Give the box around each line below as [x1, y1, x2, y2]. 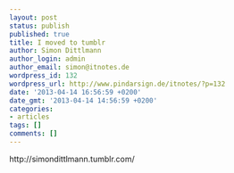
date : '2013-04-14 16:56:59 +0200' [9, 87, 142, 96]
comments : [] [9, 129, 58, 138]
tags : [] [9, 121, 42, 130]
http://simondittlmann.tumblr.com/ [9, 153, 136, 164]
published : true [9, 29, 70, 38]
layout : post [9, 12, 58, 22]
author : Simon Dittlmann [9, 46, 102, 55]
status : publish [9, 21, 70, 30]
